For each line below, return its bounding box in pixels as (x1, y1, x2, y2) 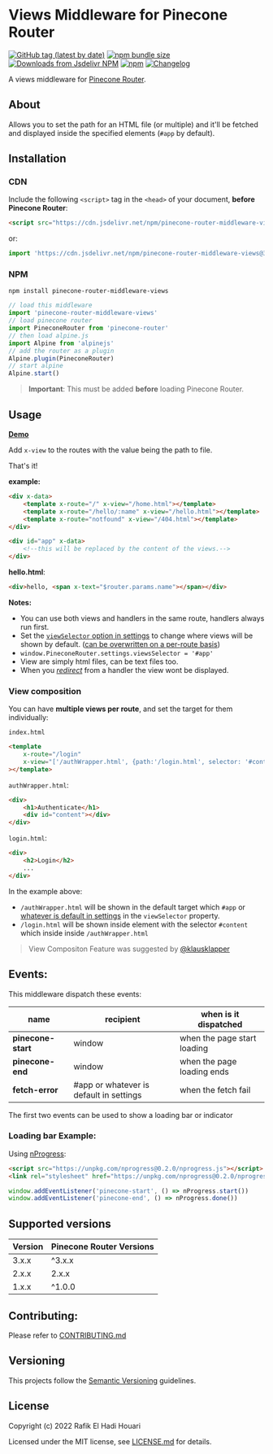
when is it (201, 1008, 240, 1020)
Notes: (8, 597, 32, 607)
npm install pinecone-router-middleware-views (8, 287, 169, 295)
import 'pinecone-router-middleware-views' (8, 309, 158, 317)
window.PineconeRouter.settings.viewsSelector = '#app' (19, 649, 214, 657)
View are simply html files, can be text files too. (19, 657, 179, 666)
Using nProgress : (8, 1149, 67, 1159)
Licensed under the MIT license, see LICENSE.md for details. (8, 1436, 212, 1446)
